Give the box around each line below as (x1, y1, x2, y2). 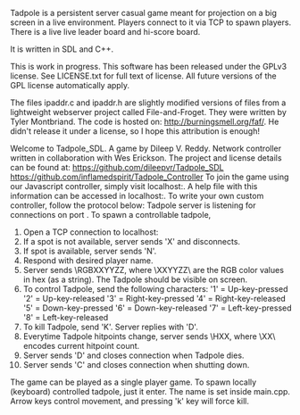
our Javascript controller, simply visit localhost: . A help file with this (10, 181, 258, 191)
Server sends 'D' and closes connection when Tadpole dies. (22, 350, 245, 361)
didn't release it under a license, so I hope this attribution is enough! (10, 126, 260, 137)
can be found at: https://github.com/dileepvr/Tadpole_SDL (10, 162, 224, 172)
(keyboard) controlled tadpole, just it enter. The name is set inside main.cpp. (10, 386, 291, 396)
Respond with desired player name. (22, 255, 154, 266)
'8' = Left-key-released (22, 312, 109, 322)
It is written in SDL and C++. (10, 44, 114, 54)
